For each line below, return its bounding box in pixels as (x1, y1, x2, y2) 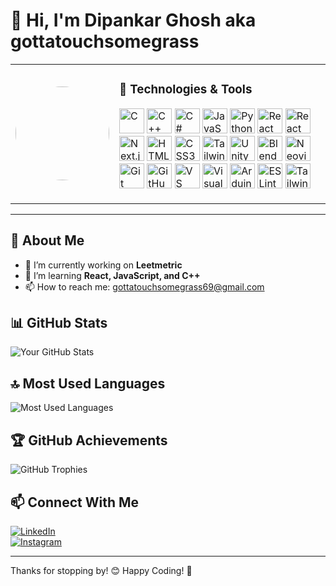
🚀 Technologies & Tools (119, 82, 253, 98)
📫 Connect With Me (10, 494, 140, 511)
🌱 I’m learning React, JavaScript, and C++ (24, 269, 201, 281)
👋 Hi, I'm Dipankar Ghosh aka (10, 9, 257, 32)
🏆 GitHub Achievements (10, 432, 168, 449)
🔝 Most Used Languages (10, 375, 166, 392)
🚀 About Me (10, 232, 85, 249)
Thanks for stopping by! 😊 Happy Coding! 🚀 (10, 564, 193, 576)
